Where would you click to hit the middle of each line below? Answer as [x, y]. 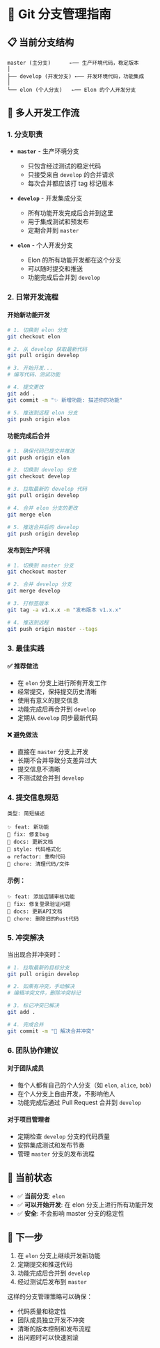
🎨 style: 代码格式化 [34, 849]
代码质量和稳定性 [42, 1311]
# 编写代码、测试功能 [34, 375]
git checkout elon [34, 336]
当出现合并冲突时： [35, 954]
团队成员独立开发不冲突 [51, 1319]
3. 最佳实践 [26, 648]
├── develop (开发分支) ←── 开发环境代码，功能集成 [76, 77]
